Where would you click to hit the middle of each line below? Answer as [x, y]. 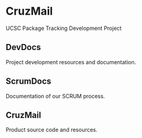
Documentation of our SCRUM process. [55, 96]
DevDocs [23, 47]
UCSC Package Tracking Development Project [64, 28]
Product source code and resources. [52, 130]
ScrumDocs [29, 82]
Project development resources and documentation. [71, 62]
